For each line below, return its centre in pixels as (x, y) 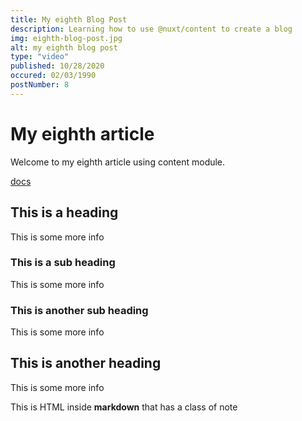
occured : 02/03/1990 (53, 76)
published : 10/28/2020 (57, 66)
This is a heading (64, 212)
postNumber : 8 (40, 85)
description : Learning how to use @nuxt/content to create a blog (151, 29)
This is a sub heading (63, 263)
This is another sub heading (79, 310)
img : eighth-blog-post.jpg (66, 38)
